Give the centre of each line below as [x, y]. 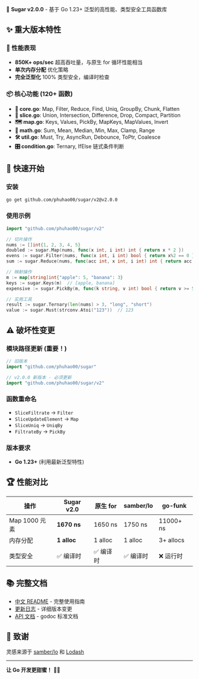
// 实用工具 [19, 299]
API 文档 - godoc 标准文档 [46, 616]
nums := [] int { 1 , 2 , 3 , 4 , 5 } [44, 245]
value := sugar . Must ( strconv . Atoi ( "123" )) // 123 [70, 310]
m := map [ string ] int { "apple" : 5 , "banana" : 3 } [65, 277]
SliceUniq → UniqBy [39, 425]
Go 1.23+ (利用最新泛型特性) [49, 462]
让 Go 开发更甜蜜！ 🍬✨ [33, 670]
